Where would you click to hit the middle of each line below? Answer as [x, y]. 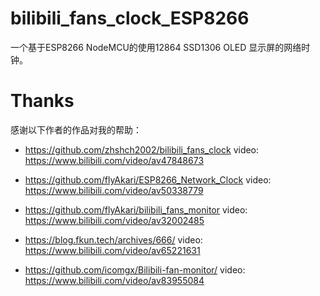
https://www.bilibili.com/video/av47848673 [114, 160]
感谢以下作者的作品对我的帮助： [76, 129]
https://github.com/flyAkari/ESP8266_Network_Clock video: [148, 179]
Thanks [42, 101]
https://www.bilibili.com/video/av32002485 [114, 220]
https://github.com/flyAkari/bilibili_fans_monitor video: [136, 209]
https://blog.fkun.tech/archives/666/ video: [113, 239]
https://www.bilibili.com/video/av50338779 [114, 190]
